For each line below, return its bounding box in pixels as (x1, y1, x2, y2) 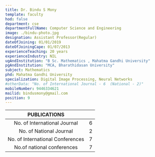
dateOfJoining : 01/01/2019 (5, 40, 61, 45)
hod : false (5, 16, 28, 21)
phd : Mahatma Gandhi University (5, 72, 72, 77)
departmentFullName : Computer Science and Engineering (5, 26, 122, 31)
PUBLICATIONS (27, 111, 65, 118)
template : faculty (5, 12, 43, 17)
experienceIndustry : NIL (5, 53, 57, 59)
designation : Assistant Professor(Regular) (5, 35, 97, 40)
